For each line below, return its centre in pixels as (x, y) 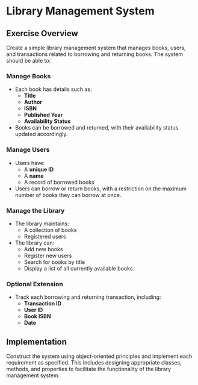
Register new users (48, 255)
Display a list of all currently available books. (79, 268)
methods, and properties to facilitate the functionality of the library (89, 369)
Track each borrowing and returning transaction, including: (88, 297)
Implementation (37, 342)
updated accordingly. (41, 134)
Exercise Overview (42, 33)
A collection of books (50, 230)
